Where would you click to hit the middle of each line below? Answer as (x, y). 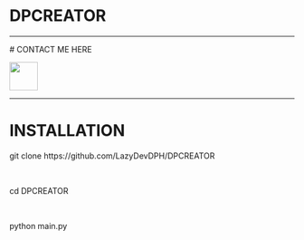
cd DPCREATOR (39, 190)
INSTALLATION (67, 131)
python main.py (38, 226)
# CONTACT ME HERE (51, 49)
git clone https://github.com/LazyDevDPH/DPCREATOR (112, 156)
